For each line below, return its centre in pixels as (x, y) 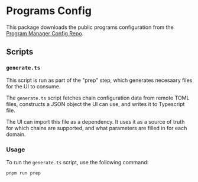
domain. (16, 134)
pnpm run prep (24, 173)
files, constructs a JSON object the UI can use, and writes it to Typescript (95, 104)
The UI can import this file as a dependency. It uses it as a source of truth (95, 121)
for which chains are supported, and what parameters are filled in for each (97, 128)
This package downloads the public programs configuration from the (90, 27)
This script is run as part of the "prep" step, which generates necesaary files (99, 80)
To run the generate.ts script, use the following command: (77, 162)
